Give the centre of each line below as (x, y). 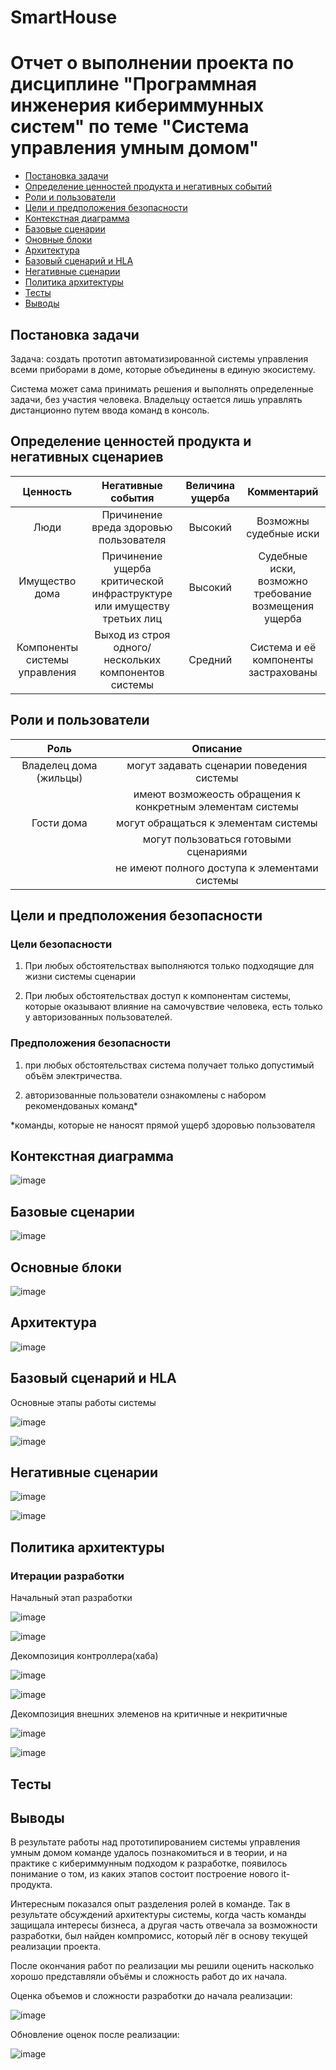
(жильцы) (59, 778)
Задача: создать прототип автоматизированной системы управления (159, 358)
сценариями (217, 851)
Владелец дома (59, 765)
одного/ (132, 647)
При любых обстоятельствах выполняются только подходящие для (169, 966)
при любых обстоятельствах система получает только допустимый (169, 1065)
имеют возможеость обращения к (217, 794)
